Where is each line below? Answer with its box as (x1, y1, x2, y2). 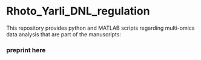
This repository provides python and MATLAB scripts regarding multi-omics (6, 24, 195, 32)
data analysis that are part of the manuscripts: (6, 30, 121, 38)
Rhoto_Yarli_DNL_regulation (6, 4, 150, 18)
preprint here (6, 45, 46, 54)
